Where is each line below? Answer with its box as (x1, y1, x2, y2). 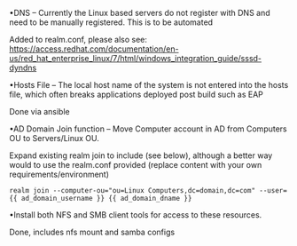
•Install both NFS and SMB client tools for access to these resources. (9, 210, 262, 220)
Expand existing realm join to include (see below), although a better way (9, 150, 273, 161)
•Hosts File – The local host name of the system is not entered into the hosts (9, 80, 289, 90)
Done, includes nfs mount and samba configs (9, 226, 176, 237)
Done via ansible (9, 107, 70, 116)
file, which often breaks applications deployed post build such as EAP (9, 89, 264, 99)
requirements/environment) (9, 169, 109, 179)
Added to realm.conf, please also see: (9, 35, 148, 44)
